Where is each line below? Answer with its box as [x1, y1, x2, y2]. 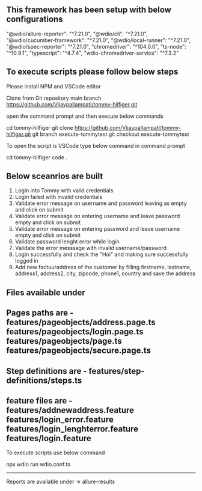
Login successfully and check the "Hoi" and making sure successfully [14, 251, 189, 258]
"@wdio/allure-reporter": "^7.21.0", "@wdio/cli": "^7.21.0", [6, 30, 148, 37]
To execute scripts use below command [6, 449, 105, 456]
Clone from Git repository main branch [6, 94, 102, 102]
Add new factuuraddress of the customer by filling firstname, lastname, [14, 264, 192, 271]
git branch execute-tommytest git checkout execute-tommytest [32, 130, 189, 138]
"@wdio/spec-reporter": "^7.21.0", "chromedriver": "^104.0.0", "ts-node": [6, 43, 186, 50]
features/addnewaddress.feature [6, 405, 134, 415]
